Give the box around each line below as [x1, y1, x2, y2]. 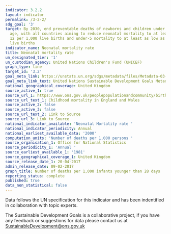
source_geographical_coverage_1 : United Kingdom [5, 154, 110, 160]
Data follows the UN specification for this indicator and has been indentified [5, 197, 164, 203]
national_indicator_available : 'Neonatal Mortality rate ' [5, 121, 133, 126]
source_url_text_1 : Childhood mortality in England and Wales [5, 97, 140, 102]
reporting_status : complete [5, 173, 65, 178]
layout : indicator [5, 12, 44, 17]
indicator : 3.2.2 [5, 7, 42, 13]
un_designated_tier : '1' [5, 55, 58, 60]
